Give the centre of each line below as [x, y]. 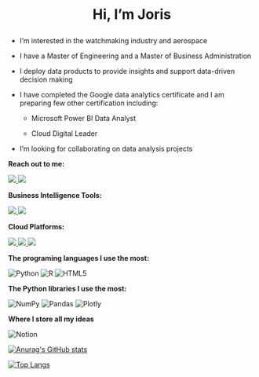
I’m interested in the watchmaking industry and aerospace [113, 41]
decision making [46, 79]
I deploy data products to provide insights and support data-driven [127, 71]
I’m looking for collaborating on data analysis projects [106, 149]
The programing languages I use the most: [79, 258]
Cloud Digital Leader [64, 134]
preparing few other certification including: [89, 103]
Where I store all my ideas [51, 319]
